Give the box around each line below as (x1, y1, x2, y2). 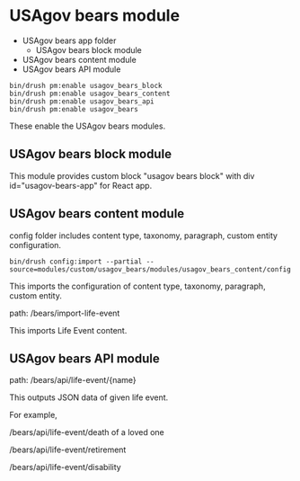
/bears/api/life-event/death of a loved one (9, 427, 164, 438)
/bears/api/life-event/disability (9, 462, 121, 473)
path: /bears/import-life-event (9, 307, 120, 318)
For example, (9, 410, 58, 421)
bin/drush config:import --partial (9, 257, 143, 266)
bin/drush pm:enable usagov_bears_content (9, 89, 171, 98)
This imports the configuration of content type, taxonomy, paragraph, (9, 281, 267, 291)
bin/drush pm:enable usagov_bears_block (9, 81, 163, 90)
